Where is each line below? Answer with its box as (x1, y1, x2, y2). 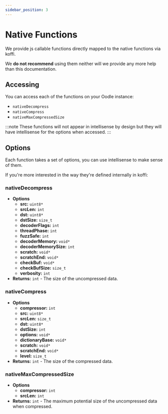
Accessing (5, 80, 39, 89)
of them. (5, 162, 23, 168)
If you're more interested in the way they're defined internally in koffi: (5, 172, 148, 178)
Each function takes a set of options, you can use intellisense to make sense (5, 157, 163, 163)
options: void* (20, 331, 51, 337)
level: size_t (20, 353, 47, 359)
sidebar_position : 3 (5, 7, 49, 13)
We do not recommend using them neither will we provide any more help (5, 61, 156, 67)
